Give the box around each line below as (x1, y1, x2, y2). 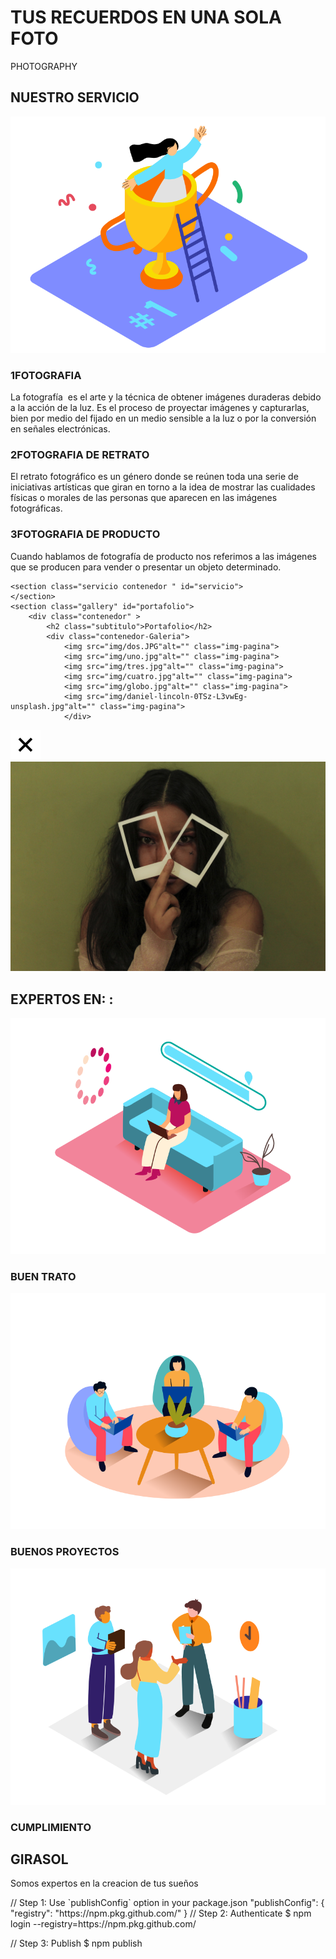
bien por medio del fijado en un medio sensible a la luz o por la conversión (10, 412, 317, 425)
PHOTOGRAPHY (10, 60, 78, 72)
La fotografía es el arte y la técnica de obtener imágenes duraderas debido (10, 391, 322, 403)
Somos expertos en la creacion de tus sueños (10, 1877, 199, 1890)
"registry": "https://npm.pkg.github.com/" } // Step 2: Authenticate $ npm (10, 1907, 312, 1920)
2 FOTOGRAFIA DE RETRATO (10, 447, 150, 461)
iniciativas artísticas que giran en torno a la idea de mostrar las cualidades (10, 481, 316, 493)
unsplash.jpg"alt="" (10, 701, 97, 711)
